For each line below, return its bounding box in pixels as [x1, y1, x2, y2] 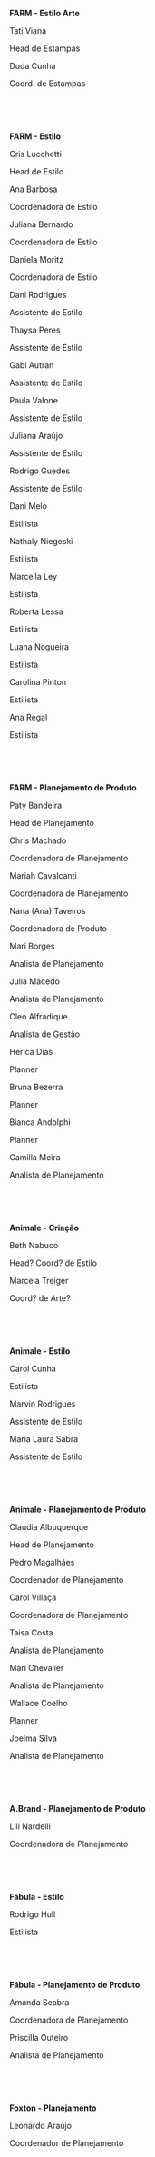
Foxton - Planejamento [9, 2102, 97, 2113]
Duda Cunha [9, 61, 56, 71]
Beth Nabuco [9, 1240, 59, 1250]
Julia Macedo [9, 976, 61, 987]
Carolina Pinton [9, 677, 67, 687]
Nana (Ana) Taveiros [9, 906, 86, 916]
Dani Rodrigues [9, 290, 67, 300]
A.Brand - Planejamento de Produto [9, 1804, 147, 1814]
